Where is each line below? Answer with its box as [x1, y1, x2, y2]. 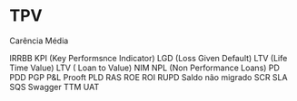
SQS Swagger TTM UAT [9, 81, 100, 92]
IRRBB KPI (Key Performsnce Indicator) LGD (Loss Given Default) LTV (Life [9, 52, 288, 63]
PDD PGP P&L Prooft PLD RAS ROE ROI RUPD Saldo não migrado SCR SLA [9, 71, 288, 82]
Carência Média [9, 35, 69, 46]
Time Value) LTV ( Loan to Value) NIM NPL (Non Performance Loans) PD [9, 62, 280, 73]
